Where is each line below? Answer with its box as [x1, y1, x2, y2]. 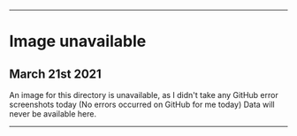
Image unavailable [9, 32, 147, 51]
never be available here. [9, 109, 97, 119]
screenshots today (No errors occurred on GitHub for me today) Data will [9, 99, 276, 110]
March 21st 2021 [9, 66, 102, 81]
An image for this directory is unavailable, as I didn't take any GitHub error [9, 90, 278, 100]
